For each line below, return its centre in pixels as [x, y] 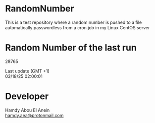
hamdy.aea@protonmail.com [34, 115]
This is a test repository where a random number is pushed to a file [74, 22]
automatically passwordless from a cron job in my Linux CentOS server [77, 27]
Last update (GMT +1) [27, 71]
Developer [27, 96]
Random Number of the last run [71, 48]
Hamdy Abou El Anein [27, 110]
